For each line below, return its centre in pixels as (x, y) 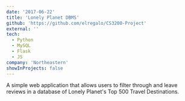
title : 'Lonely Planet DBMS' (43, 18)
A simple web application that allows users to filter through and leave (92, 85)
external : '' (23, 29)
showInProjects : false (35, 68)
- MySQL (21, 46)
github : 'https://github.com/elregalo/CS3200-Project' (77, 23)
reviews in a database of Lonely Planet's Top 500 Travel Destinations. (93, 92)
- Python (23, 40)
